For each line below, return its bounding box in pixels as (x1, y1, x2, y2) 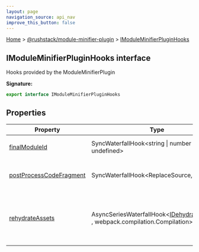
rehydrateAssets (9, 214, 55, 222)
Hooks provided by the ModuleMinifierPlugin (6, 69, 115, 76)
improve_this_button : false (6, 20, 76, 25)
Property (34, 125, 60, 134)
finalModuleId (9, 143, 47, 151)
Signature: (6, 80, 33, 88)
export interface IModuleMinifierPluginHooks (6, 92, 120, 98)
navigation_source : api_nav (6, 14, 76, 20)
